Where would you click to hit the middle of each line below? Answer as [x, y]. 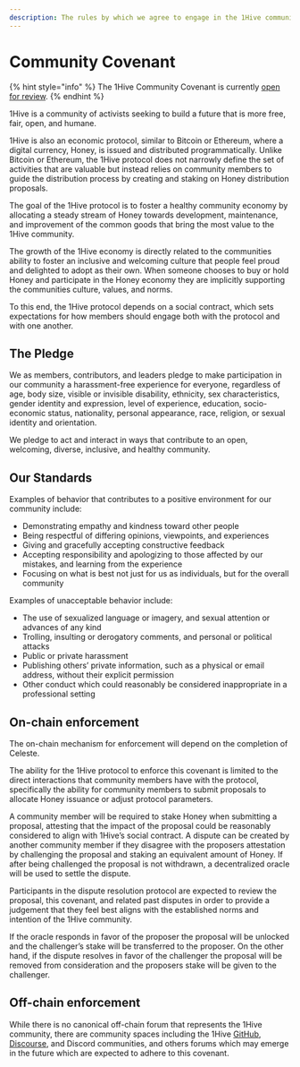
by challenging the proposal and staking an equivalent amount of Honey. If [146, 854]
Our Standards [51, 478]
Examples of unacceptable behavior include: [91, 601]
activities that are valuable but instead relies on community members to [141, 169]
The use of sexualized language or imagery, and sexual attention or [146, 618]
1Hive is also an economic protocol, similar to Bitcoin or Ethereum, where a [146, 141]
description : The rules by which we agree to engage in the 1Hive [135, 17]
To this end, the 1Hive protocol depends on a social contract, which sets [142, 306]
